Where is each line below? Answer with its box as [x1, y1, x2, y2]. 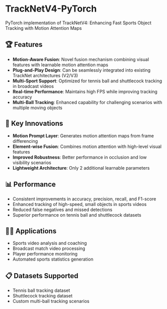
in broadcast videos [12, 83, 54, 89]
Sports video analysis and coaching [12, 240, 87, 246]
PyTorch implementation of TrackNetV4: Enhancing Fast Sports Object [5, 20, 152, 26]
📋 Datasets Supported [5, 271, 79, 280]
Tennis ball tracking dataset [12, 287, 71, 293]
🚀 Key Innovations [5, 119, 63, 128]
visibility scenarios [12, 160, 51, 166]
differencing [12, 138, 38, 144]
